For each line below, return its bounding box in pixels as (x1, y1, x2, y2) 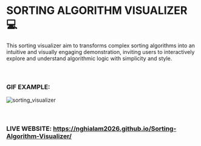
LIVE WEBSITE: (6, 125, 52, 133)
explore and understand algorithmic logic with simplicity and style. (6, 55, 172, 62)
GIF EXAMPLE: (6, 82, 50, 91)
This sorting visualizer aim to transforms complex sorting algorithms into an (6, 42, 196, 49)
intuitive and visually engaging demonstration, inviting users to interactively (6, 48, 195, 55)
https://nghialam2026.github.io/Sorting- (53, 125, 177, 133)
